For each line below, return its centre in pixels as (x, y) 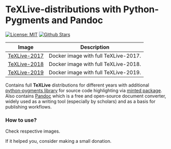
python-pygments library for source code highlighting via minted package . (84, 90)
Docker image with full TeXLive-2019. (95, 72)
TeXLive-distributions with (63, 9)
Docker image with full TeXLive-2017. (95, 56)
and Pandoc (77, 20)
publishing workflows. (29, 107)
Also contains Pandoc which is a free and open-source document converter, (86, 96)
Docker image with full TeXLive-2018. (95, 64)
